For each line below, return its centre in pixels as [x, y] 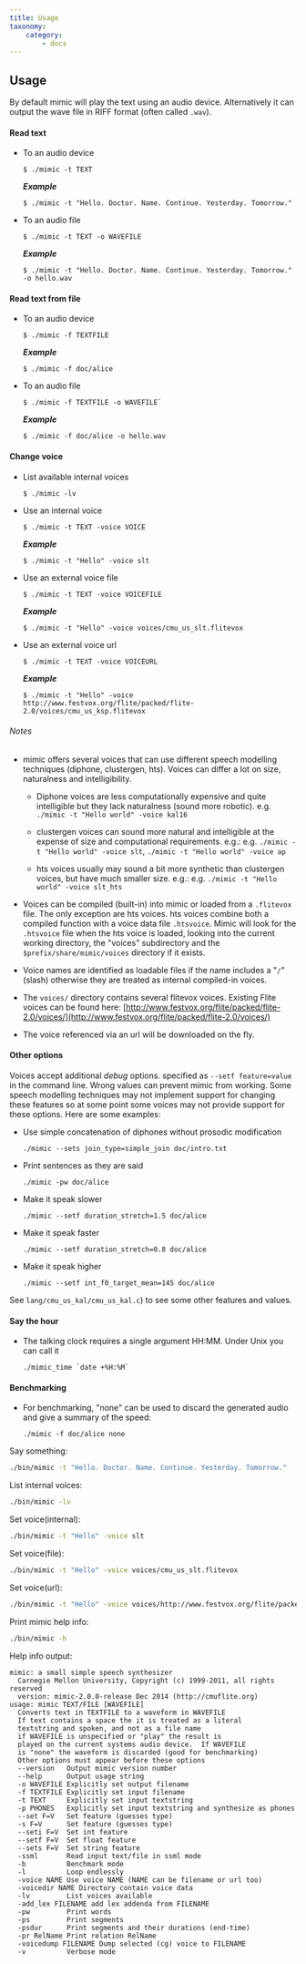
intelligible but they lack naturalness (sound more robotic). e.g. [153, 806]
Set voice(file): [37, 1554]
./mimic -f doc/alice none [74, 1434]
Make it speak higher [62, 1267]
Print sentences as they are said [83, 1166]
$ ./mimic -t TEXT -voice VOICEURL [90, 662]
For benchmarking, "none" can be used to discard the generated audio [155, 1408]
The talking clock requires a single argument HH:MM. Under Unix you [153, 1342]
